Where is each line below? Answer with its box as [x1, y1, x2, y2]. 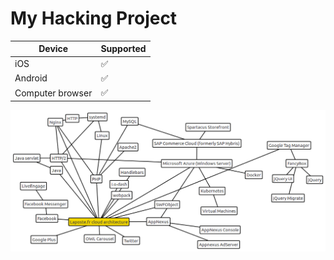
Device [38, 43, 69, 55]
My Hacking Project [10, 7, 178, 30]
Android [14, 72, 48, 84]
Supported [100, 43, 147, 55]
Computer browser [14, 87, 93, 99]
